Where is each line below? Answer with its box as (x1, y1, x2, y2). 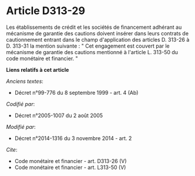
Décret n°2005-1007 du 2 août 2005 (14, 112, 103, 119)
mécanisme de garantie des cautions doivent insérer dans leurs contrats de (6, 29, 189, 36)
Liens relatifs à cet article (6, 66, 69, 73)
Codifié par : (6, 100, 35, 107)
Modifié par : (6, 123, 36, 130)
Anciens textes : (6, 78, 44, 85)
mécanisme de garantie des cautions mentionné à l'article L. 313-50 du (6, 48, 178, 55)
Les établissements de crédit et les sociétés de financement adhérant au (6, 24, 182, 31)
